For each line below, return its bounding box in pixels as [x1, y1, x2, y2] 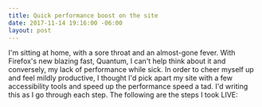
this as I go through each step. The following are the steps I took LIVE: [8, 90, 238, 100]
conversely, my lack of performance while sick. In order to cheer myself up [8, 65, 255, 75]
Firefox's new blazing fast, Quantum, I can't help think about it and [8, 56, 226, 66]
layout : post [8, 26, 52, 34]
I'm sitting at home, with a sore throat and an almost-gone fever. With [8, 48, 236, 58]
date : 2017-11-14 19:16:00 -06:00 [8, 19, 123, 27]
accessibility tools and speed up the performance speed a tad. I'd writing [8, 82, 248, 91]
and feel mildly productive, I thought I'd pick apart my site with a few [8, 73, 233, 83]
